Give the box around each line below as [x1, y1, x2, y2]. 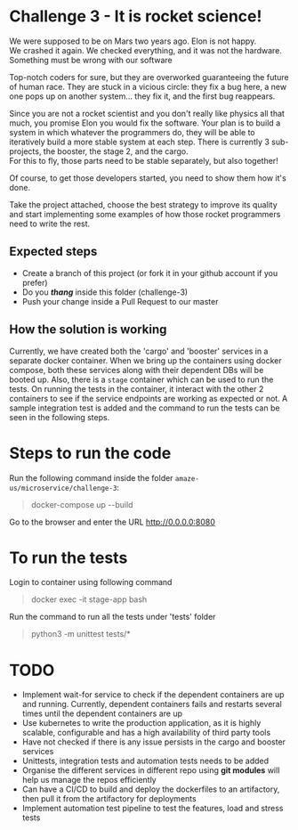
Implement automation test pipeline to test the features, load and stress [21, 803, 284, 814]
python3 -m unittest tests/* [30, 629, 131, 639]
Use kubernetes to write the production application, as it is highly [21, 718, 262, 728]
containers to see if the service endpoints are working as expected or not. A [9, 393, 288, 403]
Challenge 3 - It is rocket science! [9, 6, 262, 27]
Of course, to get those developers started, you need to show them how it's [9, 172, 286, 183]
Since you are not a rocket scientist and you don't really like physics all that [9, 108, 285, 118]
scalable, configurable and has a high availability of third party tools [21, 728, 271, 738]
